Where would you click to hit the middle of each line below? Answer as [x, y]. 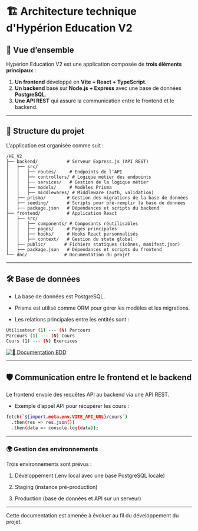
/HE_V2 [14, 156]
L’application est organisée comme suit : [55, 145]
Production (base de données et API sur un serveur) [78, 498]
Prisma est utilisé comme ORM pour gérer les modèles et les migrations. [102, 308]
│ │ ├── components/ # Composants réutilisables [72, 223]
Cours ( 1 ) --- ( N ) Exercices [42, 341]
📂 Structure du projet [45, 131]
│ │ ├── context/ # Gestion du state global [70, 239]
